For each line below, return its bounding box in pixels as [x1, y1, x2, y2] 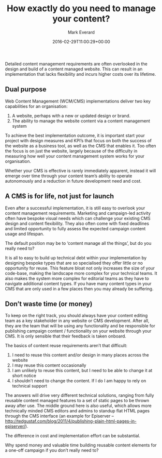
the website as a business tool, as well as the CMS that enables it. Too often [5, 143, 156, 149]
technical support [12, 383, 47, 389]
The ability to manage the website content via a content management [12, 118, 150, 124]
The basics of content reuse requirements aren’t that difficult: [5, 343, 128, 349]
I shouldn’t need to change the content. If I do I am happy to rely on [12, 378, 147, 384]
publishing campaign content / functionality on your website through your [5, 328, 152, 334]
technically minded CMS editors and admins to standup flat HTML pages [5, 408, 150, 414]
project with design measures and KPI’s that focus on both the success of [5, 137, 152, 143]
